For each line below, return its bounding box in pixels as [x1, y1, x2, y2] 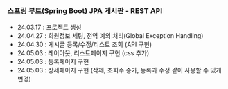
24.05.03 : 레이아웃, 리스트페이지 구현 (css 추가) [17, 49, 150, 57]
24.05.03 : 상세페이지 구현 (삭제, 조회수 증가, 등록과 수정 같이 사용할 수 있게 [17, 66, 222, 75]
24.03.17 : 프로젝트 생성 [17, 23, 82, 32]
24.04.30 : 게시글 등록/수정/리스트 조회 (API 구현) [17, 40, 152, 49]
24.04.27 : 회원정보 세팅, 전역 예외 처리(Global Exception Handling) [17, 32, 204, 40]
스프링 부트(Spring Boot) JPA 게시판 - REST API [7, 6, 163, 15]
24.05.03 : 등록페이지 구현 [17, 57, 89, 66]
